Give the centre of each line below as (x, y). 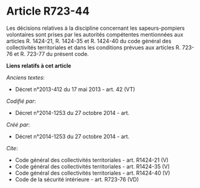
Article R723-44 (48, 11)
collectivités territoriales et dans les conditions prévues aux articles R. (94, 47)
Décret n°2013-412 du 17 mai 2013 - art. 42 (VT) (75, 89)
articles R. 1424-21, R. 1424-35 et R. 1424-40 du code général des (89, 41)
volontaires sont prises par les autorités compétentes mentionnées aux (95, 34)
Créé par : (18, 124)
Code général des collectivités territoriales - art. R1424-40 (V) (93, 173)
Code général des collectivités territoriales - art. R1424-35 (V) (92, 166)
